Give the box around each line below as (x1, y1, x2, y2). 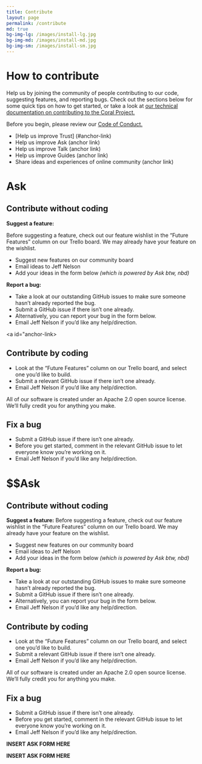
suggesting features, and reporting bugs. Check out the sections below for (6, 96, 193, 103)
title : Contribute (6, 9, 53, 15)
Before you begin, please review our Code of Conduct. (6, 120, 143, 128)
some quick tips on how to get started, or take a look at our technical (6, 102, 178, 110)
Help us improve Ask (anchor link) (15, 138, 100, 146)
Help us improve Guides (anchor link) (15, 152, 109, 159)
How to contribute (6, 69, 99, 83)
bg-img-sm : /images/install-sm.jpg (6, 43, 96, 49)
